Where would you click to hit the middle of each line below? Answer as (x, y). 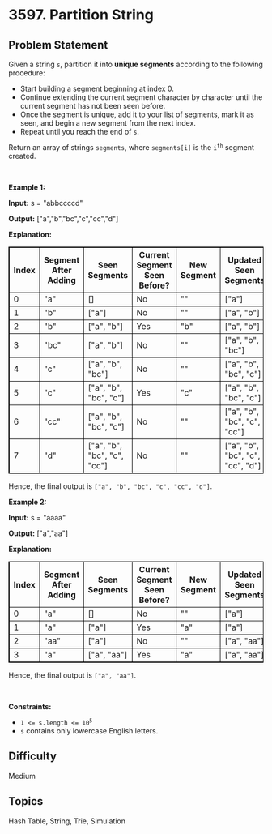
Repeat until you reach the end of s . (80, 132)
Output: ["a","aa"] (38, 533)
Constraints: (30, 706)
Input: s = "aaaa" (37, 518)
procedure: (27, 73)
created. (22, 156)
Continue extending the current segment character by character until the (141, 97)
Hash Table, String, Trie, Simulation (67, 821)
